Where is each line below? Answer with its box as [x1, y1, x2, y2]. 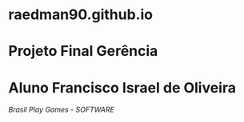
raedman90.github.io [8, 6, 154, 24]
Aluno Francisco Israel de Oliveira [8, 78, 237, 96]
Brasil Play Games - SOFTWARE [8, 105, 114, 115]
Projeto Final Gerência [8, 42, 158, 61]
